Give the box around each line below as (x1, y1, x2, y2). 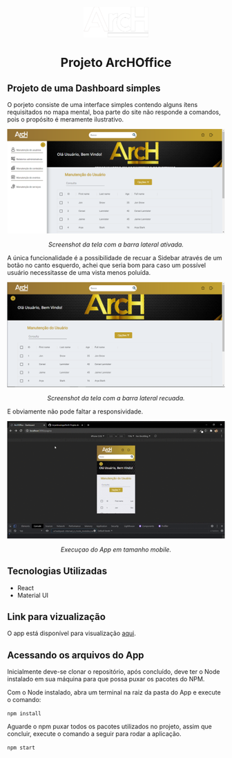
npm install (7, 710, 41, 717)
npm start (7, 744, 36, 752)
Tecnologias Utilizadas (7, 565, 108, 577)
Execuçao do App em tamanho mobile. (61, 545, 171, 554)
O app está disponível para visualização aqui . (7, 629, 136, 638)
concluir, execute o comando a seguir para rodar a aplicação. (7, 730, 182, 738)
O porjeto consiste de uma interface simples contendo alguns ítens (7, 101, 198, 108)
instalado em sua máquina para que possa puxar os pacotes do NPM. (7, 675, 205, 683)
